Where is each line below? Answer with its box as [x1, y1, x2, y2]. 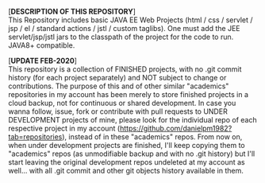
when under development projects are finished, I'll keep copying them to [8, 141, 246, 150]
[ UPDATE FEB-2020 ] [8, 56, 78, 65]
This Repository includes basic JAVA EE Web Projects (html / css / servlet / [8, 15, 253, 25]
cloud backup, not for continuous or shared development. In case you [8, 99, 236, 107]
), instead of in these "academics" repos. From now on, [62, 132, 243, 142]
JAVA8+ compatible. [8, 41, 75, 50]
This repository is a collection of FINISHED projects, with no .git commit [8, 64, 242, 74]
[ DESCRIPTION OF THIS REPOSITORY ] [8, 7, 136, 16]
